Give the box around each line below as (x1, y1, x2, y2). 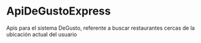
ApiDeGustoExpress (6, 4, 111, 18)
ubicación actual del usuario (6, 30, 77, 38)
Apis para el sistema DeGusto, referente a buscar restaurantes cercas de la (6, 24, 195, 31)
